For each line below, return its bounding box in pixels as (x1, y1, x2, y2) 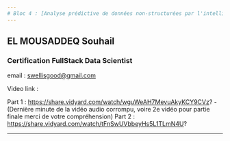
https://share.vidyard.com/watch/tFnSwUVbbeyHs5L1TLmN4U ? (7, 120, 187, 128)
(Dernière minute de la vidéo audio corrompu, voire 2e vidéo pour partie (7, 105, 210, 114)
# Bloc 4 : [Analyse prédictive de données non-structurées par (7, 10, 194, 17)
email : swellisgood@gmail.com (7, 71, 96, 79)
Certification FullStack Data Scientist (7, 55, 133, 65)
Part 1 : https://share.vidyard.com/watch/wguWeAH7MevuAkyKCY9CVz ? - (7, 98, 217, 106)
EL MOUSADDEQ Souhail (7, 36, 115, 47)
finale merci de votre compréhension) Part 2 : (7, 112, 136, 120)
